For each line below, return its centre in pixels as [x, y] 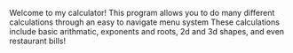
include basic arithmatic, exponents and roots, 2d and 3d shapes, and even [147, 31]
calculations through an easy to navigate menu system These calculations [144, 22]
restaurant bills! [38, 41]
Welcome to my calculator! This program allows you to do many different [142, 13]
